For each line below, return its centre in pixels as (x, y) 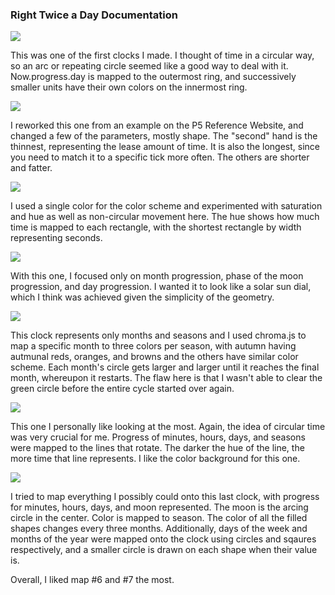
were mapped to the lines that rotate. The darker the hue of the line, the (157, 448)
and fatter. (31, 168)
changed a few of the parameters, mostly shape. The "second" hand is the (164, 136)
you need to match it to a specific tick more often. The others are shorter (160, 157)
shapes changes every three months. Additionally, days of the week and (159, 529)
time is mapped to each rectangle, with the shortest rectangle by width (156, 227)
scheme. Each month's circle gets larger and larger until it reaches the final (165, 367)
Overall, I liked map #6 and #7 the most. (92, 580)
